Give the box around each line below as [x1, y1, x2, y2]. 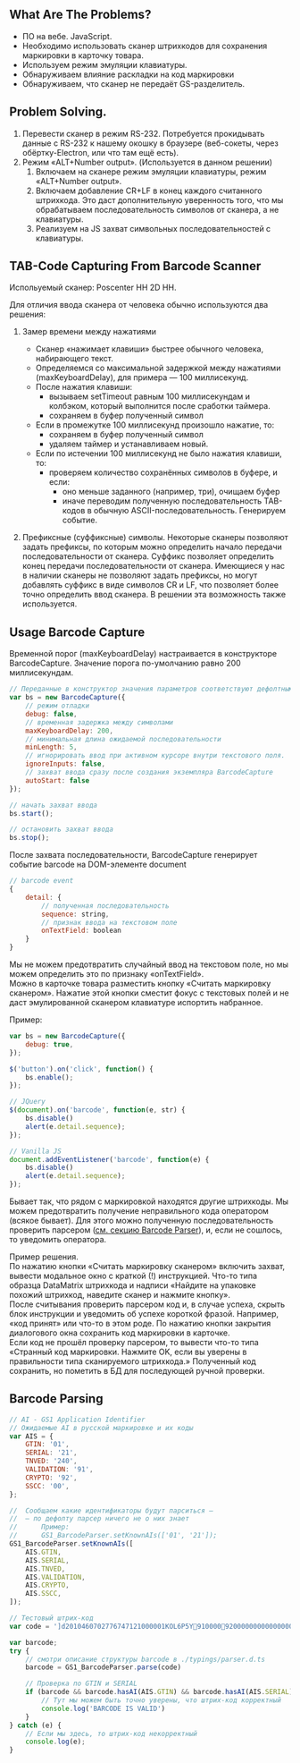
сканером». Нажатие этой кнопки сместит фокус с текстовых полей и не [9, 987, 289, 998]
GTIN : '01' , [25, 1440, 70, 1449]
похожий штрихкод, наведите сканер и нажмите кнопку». [9, 1290, 230, 1300]
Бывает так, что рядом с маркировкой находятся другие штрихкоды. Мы [9, 1196, 288, 1207]
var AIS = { [9, 1431, 54, 1441]
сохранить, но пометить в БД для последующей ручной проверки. [9, 1366, 265, 1376]
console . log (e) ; [25, 1737, 87, 1747]
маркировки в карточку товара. [21, 49, 145, 61]
